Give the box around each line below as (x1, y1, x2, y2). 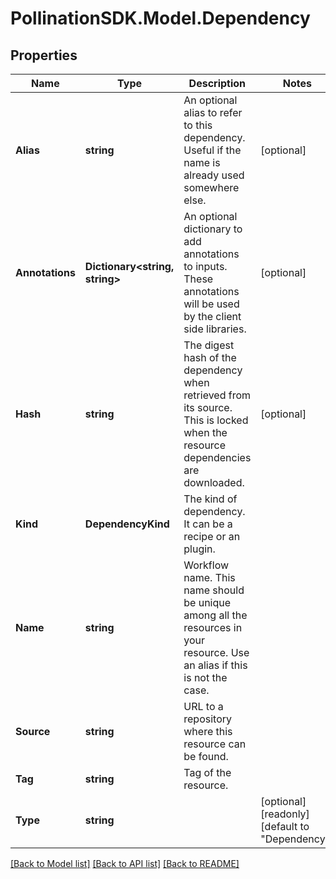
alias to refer (183, 106, 243, 119)
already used (183, 168, 245, 182)
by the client (183, 310, 242, 323)
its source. (183, 401, 233, 414)
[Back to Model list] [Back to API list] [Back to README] (10, 858, 240, 869)
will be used (183, 297, 240, 311)
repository (183, 712, 232, 726)
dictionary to (183, 222, 243, 236)
